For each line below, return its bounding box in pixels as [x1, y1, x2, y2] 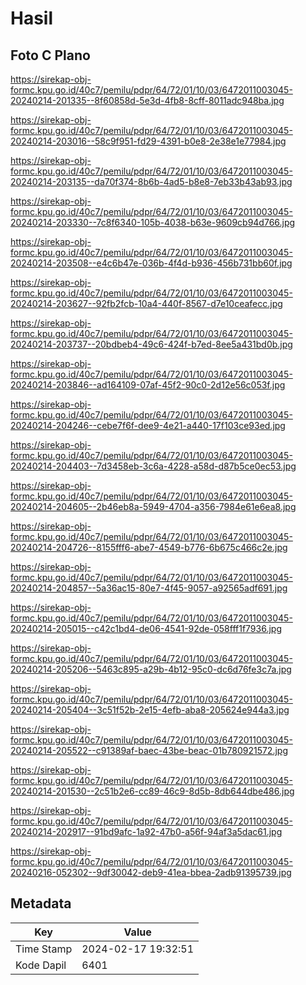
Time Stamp [15, 942, 73, 956]
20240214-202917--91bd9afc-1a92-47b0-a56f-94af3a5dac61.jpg [10, 826, 283, 837]
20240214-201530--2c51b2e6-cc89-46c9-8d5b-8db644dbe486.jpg [10, 785, 295, 797]
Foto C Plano [10, 47, 91, 64]
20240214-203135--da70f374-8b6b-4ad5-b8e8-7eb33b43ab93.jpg [10, 176, 293, 187]
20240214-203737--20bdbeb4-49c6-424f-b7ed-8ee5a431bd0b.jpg [10, 338, 293, 350]
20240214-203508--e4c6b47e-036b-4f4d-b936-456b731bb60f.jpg [10, 257, 293, 269]
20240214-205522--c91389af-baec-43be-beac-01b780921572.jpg [10, 745, 288, 756]
